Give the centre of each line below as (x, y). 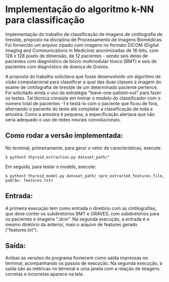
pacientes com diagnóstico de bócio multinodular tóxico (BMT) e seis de (81, 61)
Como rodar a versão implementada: (64, 136)
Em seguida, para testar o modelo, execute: (51, 167)
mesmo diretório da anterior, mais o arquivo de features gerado (72, 224)
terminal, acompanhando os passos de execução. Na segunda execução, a (84, 263)
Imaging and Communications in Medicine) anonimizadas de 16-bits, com (82, 50)
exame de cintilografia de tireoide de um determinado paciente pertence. (82, 87)
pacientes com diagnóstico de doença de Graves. (57, 67)
